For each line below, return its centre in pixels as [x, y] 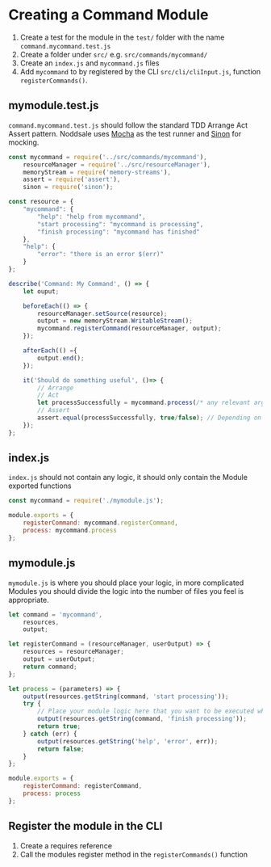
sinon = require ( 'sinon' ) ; [68, 187]
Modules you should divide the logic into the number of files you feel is [126, 591]
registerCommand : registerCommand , [83, 786]
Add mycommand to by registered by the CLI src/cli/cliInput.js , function [140, 71]
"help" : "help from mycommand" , [92, 217]
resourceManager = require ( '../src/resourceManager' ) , [117, 164]
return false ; [61, 749]
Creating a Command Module [108, 15]
